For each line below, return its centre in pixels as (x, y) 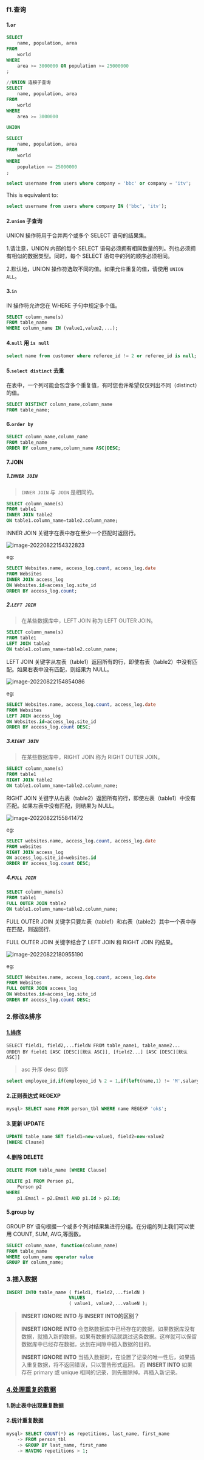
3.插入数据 (22, 1280)
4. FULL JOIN (21, 877)
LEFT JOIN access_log (34, 716)
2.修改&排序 (24, 1016)
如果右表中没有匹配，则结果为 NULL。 (64, 669)
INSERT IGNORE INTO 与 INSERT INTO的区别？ (80, 1316)
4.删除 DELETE (25, 1157)
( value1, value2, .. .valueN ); (108, 1304)
